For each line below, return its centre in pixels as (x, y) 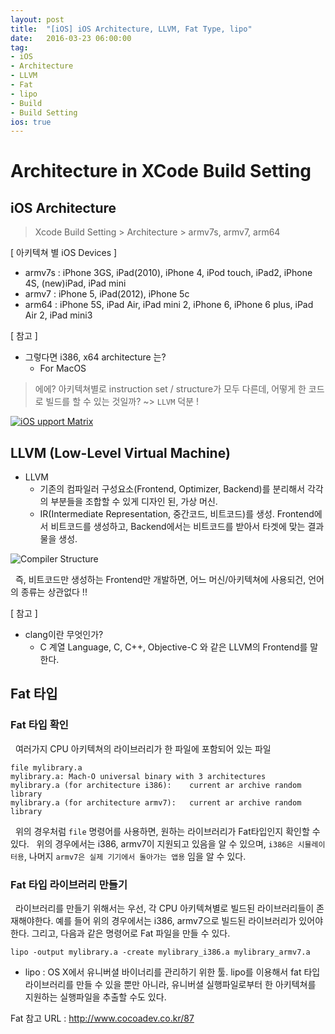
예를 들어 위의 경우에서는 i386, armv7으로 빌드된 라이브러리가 (176, 921)
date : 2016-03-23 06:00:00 (71, 38)
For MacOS (63, 368)
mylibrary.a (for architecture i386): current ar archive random (156, 785)
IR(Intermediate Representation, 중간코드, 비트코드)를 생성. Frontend (177, 514)
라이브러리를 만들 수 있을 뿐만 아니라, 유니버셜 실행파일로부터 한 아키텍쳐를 (170, 985)
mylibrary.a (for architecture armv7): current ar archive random (156, 802)
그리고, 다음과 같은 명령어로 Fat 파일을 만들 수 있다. (131, 933)
